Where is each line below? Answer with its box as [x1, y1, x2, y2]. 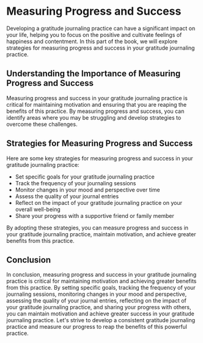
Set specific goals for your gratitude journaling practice [15, 173, 155, 180]
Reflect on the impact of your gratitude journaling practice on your [15, 199, 182, 206]
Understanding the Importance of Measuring [6, 69, 181, 79]
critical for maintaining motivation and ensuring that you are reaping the [6, 101, 187, 108]
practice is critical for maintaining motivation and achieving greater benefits [6, 277, 197, 285]
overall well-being [15, 206, 61, 213]
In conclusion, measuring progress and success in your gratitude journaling [6, 271, 197, 279]
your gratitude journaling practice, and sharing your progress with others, [6, 304, 191, 311]
